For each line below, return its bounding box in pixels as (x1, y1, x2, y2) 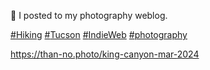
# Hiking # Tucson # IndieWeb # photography (10, 29, 188, 40)
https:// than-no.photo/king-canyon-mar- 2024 (10, 48, 200, 60)
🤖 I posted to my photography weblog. (10, 10, 168, 21)
